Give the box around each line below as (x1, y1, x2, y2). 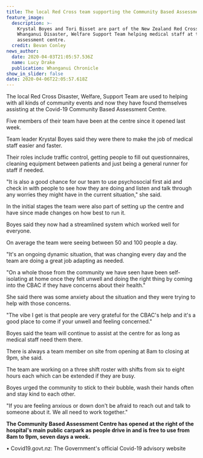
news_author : (6, 48, 39, 54)
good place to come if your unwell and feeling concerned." (6, 318, 152, 325)
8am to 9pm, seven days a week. (6, 433, 91, 440)
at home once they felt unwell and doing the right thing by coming (28, 276, 193, 283)
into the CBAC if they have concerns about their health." (6, 282, 146, 289)
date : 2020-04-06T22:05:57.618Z (6, 76, 88, 82)
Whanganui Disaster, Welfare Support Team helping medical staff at (17, 31, 193, 37)
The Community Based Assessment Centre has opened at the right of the (6, 421, 195, 428)
